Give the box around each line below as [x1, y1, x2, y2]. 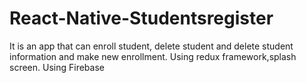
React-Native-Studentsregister [9, 7, 274, 30]
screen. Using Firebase [9, 61, 105, 73]
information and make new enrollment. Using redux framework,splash [9, 50, 297, 62]
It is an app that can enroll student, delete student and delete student [9, 40, 294, 52]
